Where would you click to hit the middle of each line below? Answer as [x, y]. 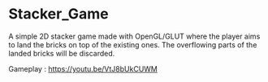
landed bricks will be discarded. [62, 53]
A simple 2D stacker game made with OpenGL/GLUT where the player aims [134, 36]
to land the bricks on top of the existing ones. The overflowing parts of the [133, 44]
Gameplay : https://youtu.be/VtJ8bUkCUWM [83, 68]
